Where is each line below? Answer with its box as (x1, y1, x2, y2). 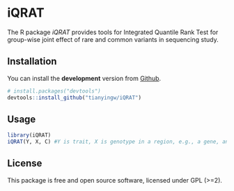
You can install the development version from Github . (7, 74, 162, 82)
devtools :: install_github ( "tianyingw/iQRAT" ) (7, 94, 141, 101)
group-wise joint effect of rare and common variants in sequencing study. (7, 35, 219, 43)
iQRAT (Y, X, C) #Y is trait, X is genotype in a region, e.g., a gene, (7, 138, 219, 146)
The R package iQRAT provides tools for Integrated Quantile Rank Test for (7, 28, 219, 36)
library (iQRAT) (7, 132, 52, 139)
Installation (7, 56, 57, 68)
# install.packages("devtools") (7, 87, 101, 95)
